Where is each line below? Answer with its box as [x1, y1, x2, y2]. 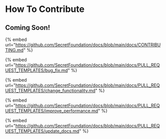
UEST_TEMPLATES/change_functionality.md [5, 88, 96, 93]
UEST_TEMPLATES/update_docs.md [5, 128, 80, 134]
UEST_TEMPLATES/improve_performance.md [5, 108, 98, 114]
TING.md [5, 47, 24, 53]
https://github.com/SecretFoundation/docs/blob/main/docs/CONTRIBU [15, 42, 161, 48]
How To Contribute [5, 3, 84, 15]
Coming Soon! [5, 23, 51, 32]
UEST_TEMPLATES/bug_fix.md [5, 67, 68, 73]
